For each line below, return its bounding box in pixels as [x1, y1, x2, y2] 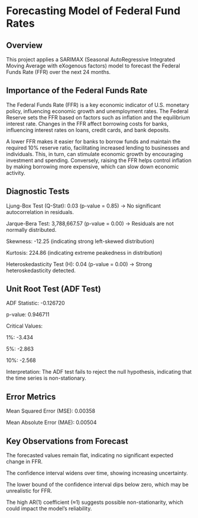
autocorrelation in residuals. [6, 208, 74, 215]
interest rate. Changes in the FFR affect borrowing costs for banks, [6, 120, 168, 127]
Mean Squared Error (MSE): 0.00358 [6, 407, 96, 415]
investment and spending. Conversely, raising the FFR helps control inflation [6, 157, 192, 164]
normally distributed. [6, 226, 57, 233]
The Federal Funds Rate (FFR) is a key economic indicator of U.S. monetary [6, 101, 190, 108]
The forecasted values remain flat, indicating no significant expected [6, 452, 173, 459]
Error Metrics [6, 391, 56, 402]
